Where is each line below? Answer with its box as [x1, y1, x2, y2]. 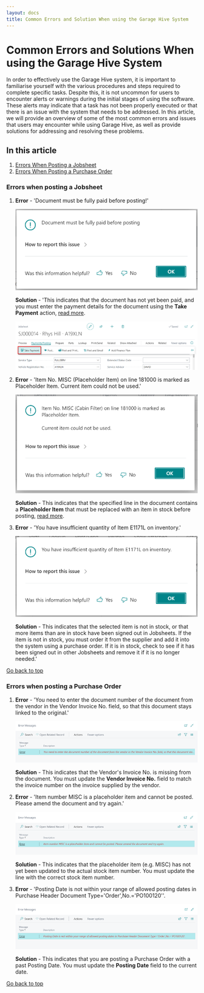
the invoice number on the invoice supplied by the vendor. [15, 782, 161, 789]
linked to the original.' [15, 709, 69, 716]
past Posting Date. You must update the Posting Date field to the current [15, 961, 197, 969]
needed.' [15, 656, 38, 663]
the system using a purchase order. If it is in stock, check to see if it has [15, 642, 195, 649]
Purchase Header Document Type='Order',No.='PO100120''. [15, 892, 166, 900]
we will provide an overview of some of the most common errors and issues [6, 115, 196, 122]
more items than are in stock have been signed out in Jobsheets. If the [15, 629, 192, 637]
